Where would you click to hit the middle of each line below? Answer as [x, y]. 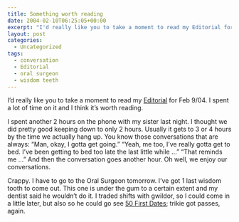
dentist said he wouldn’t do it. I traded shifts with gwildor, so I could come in [118, 196]
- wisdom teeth [36, 80]
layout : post [27, 34]
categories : [25, 41]
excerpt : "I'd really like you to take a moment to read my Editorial [114, 27]
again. [17, 211]
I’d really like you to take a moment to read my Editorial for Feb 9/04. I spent [118, 100]
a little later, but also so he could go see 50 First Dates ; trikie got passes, [114, 203]
